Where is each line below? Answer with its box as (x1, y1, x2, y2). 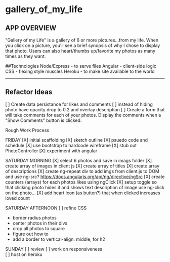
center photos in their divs (12, 220, 67, 226)
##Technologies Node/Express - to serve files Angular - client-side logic (5, 63, 157, 69)
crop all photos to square (12, 225, 65, 231)
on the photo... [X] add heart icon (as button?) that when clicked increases (5, 190, 160, 196)
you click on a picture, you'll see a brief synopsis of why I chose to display (5, 42, 160, 49)
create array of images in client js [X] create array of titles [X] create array (5, 163, 160, 169)
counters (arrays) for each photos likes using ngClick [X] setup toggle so (5, 179, 157, 185)
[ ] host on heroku (5, 251, 43, 257)
